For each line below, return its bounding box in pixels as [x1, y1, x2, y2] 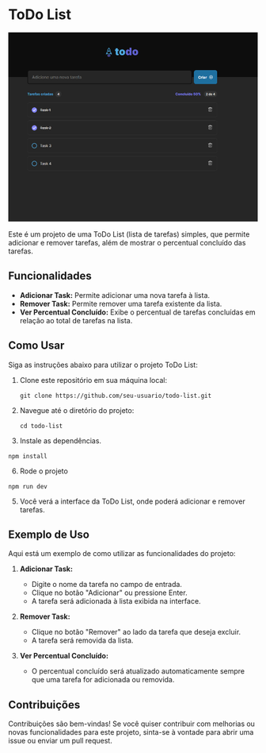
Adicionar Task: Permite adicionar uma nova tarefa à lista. [19, 290, 211, 299]
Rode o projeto [19, 466, 69, 476]
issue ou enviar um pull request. [8, 736, 112, 746]
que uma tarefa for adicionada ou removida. [31, 675, 175, 685]
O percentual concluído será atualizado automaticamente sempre [31, 666, 245, 676]
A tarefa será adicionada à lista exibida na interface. [31, 597, 201, 606]
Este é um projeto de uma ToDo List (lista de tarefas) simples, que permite [8, 229, 250, 239]
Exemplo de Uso [8, 527, 89, 541]
